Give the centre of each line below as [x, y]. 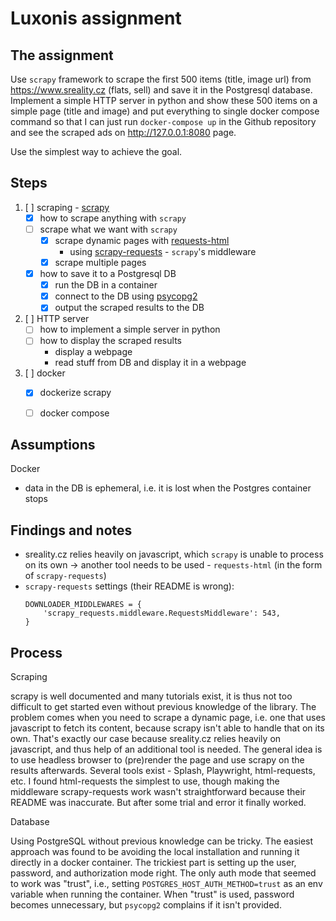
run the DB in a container [106, 285]
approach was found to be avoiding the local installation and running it [155, 851]
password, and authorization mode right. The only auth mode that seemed [163, 873]
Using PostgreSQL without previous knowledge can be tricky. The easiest [162, 841]
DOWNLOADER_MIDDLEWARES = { [83, 605]
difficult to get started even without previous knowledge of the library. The [163, 706]
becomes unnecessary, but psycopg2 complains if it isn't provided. [146, 905]
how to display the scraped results [110, 341]
